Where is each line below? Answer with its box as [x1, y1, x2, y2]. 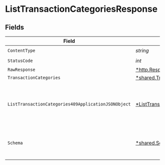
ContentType [7, 48, 36, 53]
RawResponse [7, 67, 36, 72]
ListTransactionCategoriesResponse [5, 3, 158, 15]
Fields [5, 23, 25, 32]
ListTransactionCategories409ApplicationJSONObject [7, 101, 131, 107]
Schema [7, 140, 23, 146]
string [136, 47, 149, 54]
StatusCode [7, 58, 33, 64]
